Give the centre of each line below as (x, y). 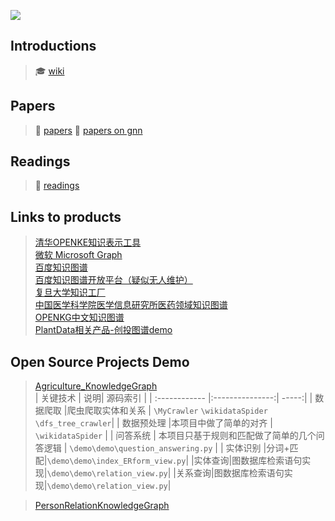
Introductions (53, 46)
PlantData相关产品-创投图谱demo (103, 330)
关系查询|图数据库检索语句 (230, 473)
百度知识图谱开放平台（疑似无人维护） (113, 280)
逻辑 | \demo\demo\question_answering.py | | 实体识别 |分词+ (166, 448)
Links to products (66, 216)
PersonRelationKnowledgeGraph (102, 506)
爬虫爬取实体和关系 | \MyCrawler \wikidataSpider (167, 411)
